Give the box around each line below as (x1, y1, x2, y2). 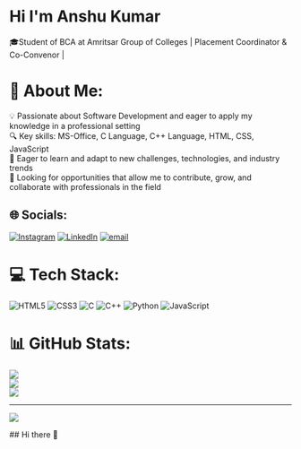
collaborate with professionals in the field (9, 181, 161, 192)
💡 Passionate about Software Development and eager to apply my (9, 110, 253, 121)
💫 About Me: (9, 81, 104, 101)
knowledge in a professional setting (9, 120, 141, 131)
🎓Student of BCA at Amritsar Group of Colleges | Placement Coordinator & (9, 36, 288, 47)
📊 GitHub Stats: (9, 333, 132, 353)
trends (9, 162, 34, 173)
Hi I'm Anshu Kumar (9, 6, 161, 27)
